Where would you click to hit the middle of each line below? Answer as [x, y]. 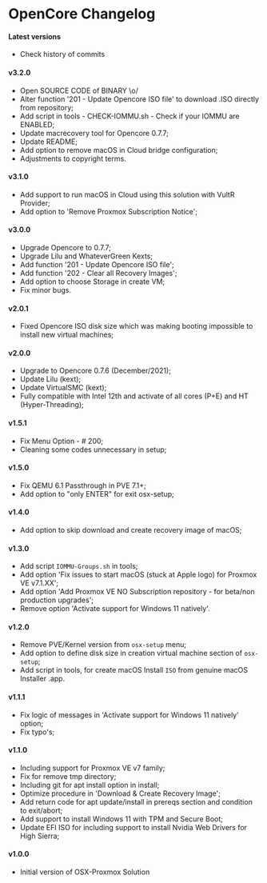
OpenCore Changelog [82, 14]
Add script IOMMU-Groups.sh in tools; [79, 566]
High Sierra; [40, 836]
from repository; [46, 107]
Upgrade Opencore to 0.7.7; [66, 248]
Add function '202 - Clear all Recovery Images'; [98, 273]
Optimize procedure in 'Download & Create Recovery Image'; [120, 793]
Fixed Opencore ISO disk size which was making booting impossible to [136, 326]
